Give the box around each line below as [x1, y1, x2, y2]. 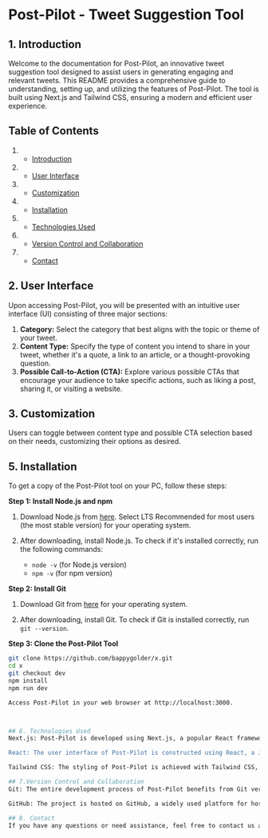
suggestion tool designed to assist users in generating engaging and [8, 67, 234, 77]
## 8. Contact [8, 814, 56, 822]
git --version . [19, 624, 69, 633]
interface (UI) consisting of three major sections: [8, 309, 168, 318]
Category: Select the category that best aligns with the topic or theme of [19, 324, 260, 333]
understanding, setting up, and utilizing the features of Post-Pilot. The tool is [8, 84, 259, 94]
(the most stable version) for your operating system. [19, 521, 191, 530]
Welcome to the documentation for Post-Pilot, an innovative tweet [8, 58, 225, 68]
